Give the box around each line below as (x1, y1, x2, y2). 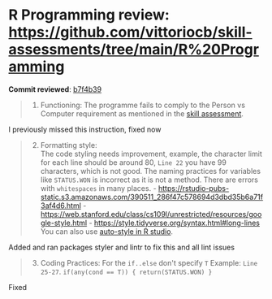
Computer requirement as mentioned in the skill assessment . (40, 108, 244, 119)
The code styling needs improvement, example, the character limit (40, 149, 262, 158)
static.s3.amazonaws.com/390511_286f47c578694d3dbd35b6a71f (40, 192, 264, 201)
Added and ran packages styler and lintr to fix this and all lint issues (8, 242, 235, 252)
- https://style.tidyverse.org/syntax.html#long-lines (89, 218, 261, 227)
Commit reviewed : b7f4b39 (8, 84, 102, 94)
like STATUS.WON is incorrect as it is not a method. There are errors (40, 175, 258, 184)
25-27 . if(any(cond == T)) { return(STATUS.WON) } (40, 266, 213, 276)
